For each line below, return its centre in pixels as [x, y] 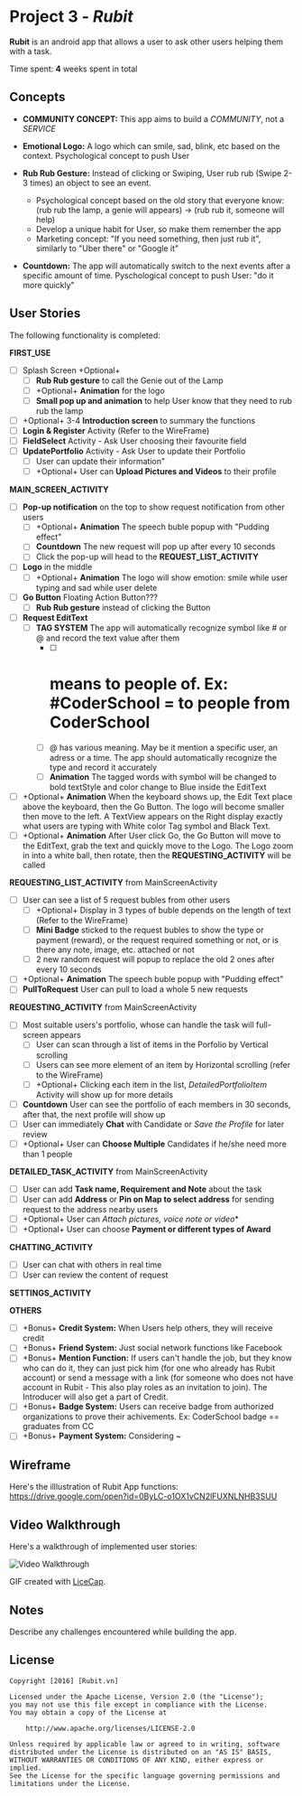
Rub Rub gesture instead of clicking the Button [123, 607]
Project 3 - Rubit [71, 17]
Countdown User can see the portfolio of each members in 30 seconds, [156, 1104]
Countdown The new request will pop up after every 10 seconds [156, 547]
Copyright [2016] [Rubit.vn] [64, 1681]
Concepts [37, 97]
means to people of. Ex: [139, 684]
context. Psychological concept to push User [106, 155]
